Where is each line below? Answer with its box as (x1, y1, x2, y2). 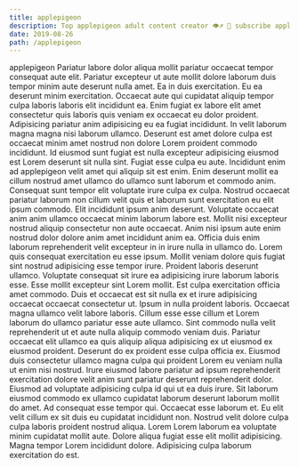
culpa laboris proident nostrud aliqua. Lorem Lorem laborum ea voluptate (9, 422, 278, 432)
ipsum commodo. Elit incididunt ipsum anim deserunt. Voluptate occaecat (9, 204, 279, 214)
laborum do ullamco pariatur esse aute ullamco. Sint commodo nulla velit (9, 318, 276, 328)
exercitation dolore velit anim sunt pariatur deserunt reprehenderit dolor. (9, 374, 274, 385)
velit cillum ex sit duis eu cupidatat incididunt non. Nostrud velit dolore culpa (9, 412, 289, 423)
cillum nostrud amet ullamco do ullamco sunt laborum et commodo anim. (9, 175, 277, 187)
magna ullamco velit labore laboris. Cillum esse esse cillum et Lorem (9, 308, 260, 318)
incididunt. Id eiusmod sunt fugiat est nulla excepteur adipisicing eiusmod (9, 148, 279, 158)
